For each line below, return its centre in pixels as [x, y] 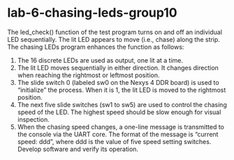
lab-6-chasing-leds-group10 [92, 13]
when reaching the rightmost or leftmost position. [88, 75]
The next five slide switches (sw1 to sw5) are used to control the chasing [122, 104]
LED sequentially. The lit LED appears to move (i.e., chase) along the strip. [114, 39]
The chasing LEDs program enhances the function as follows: [96, 47]
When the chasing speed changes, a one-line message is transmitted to [121, 127]
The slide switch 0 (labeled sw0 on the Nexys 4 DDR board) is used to [118, 82]
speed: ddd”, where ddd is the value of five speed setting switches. [114, 141]
